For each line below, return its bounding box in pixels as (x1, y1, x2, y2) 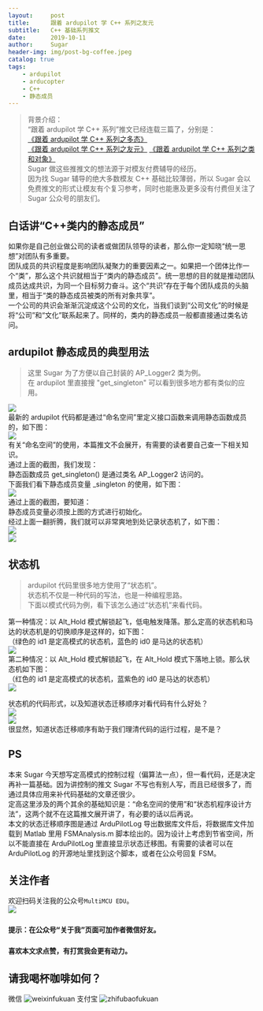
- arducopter (22, 77, 65, 85)
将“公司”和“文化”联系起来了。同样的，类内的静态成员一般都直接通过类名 (8, 311, 242, 320)
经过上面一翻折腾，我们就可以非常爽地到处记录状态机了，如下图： (8, 517, 222, 526)
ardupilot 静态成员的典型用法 (8, 345, 150, 359)
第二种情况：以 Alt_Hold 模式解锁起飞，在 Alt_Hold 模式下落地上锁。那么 (8, 654, 243, 663)
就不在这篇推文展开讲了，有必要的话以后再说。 (46, 809, 198, 819)
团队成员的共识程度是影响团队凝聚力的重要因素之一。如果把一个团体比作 (8, 261, 243, 270)
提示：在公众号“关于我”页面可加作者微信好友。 (8, 926, 161, 935)
